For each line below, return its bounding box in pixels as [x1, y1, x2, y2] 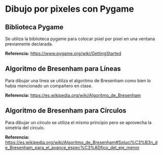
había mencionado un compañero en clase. [5, 83, 93, 89]
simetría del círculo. [5, 125, 45, 131]
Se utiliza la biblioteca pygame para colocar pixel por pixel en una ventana [5, 36, 155, 42]
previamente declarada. [5, 41, 53, 47]
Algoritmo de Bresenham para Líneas [5, 65, 121, 73]
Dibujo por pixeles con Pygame [5, 3, 134, 15]
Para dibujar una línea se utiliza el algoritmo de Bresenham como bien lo [5, 77, 151, 84]
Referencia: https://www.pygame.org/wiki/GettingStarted [5, 50, 122, 56]
